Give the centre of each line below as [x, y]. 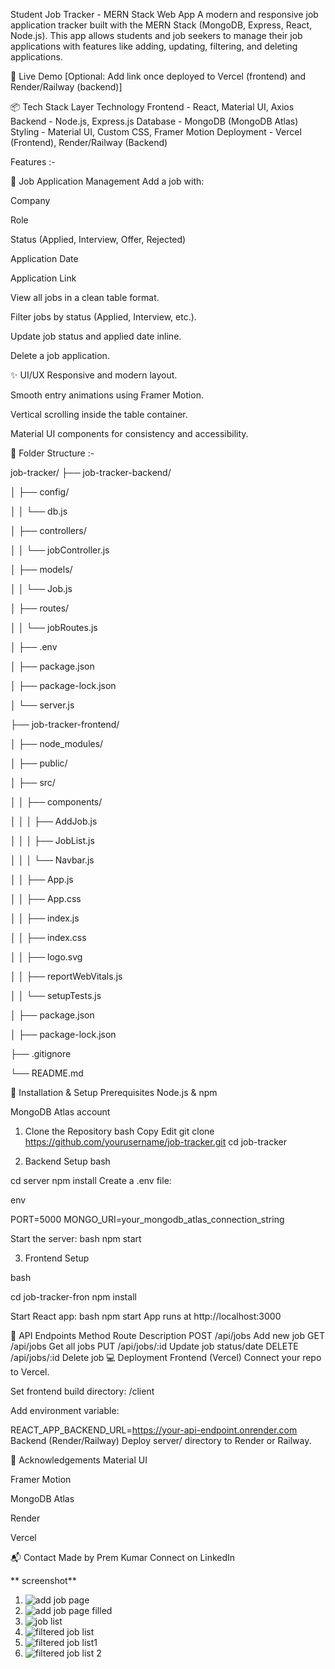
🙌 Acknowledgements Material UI [79, 1460]
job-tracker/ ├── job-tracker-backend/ [91, 472]
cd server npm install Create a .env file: [91, 1180]
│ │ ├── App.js [42, 879]
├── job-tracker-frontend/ [65, 724]
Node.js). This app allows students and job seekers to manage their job [156, 35]
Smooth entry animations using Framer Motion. [107, 395]
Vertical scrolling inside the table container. [99, 414]
